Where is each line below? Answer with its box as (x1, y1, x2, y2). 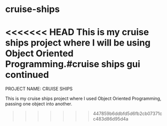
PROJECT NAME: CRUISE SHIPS (5, 86, 73, 92)
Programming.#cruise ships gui (5, 59, 140, 70)
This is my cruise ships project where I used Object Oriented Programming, (5, 95, 161, 101)
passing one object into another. (5, 101, 72, 107)
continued (5, 69, 49, 81)
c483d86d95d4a (93, 116, 129, 122)
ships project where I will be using (5, 37, 151, 49)
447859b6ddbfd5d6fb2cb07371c (93, 110, 162, 116)
